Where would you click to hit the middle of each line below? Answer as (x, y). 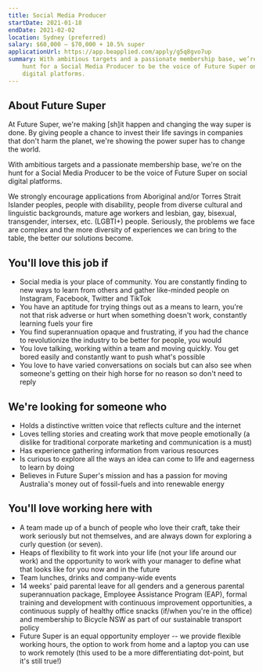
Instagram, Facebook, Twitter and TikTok (85, 298)
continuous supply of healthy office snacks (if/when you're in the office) (136, 611)
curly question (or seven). (61, 544)
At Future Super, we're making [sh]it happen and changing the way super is (130, 124)
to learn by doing (47, 467)
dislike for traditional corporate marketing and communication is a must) (135, 442)
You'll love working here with (80, 508)
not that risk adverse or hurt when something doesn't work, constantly (133, 316)
